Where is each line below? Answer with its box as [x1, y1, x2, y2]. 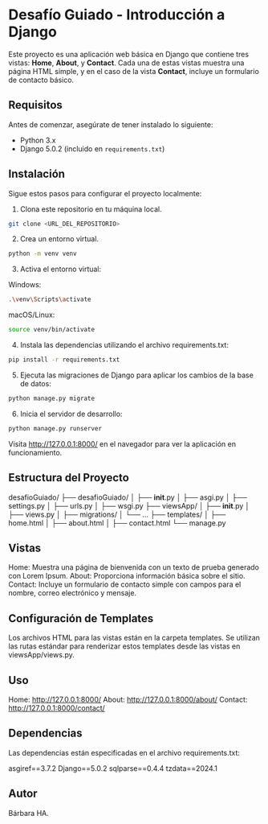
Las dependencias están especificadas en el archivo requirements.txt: [8, 748, 241, 757]
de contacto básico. [8, 75, 75, 84]
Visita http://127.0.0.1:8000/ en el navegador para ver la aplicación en [8, 439, 237, 448]
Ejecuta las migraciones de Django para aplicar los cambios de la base [19, 370, 254, 380]
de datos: [19, 378, 52, 388]
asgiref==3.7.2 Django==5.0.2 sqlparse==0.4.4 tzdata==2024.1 [8, 763, 218, 773]
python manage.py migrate [8, 394, 95, 402]
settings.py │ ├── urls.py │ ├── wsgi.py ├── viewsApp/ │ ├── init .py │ [8, 501, 250, 510]
